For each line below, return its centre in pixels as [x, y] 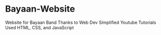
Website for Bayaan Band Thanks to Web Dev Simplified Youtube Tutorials [81, 22]
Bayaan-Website [40, 9]
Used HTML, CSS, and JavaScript [40, 27]
